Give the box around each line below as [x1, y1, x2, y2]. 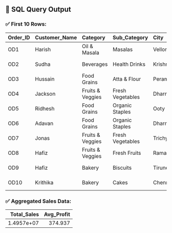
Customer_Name [35, 34, 77, 41]
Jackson [35, 90, 56, 97]
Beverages [81, 60, 108, 67]
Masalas [112, 46, 133, 53]
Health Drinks [112, 60, 146, 67]
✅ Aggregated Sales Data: [5, 198, 72, 205]
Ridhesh [35, 105, 55, 112]
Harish [35, 46, 51, 53]
